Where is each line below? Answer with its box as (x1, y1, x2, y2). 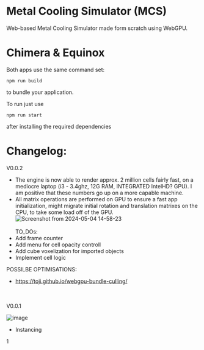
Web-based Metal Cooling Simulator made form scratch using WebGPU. (6, 24, 188, 32)
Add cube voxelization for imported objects (15, 247, 124, 254)
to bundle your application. (6, 88, 74, 96)
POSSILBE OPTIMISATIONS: (6, 265, 78, 273)
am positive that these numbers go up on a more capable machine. (15, 189, 184, 196)
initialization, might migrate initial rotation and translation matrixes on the (15, 202, 199, 209)
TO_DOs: (15, 227, 38, 235)
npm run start (6, 112, 43, 118)
